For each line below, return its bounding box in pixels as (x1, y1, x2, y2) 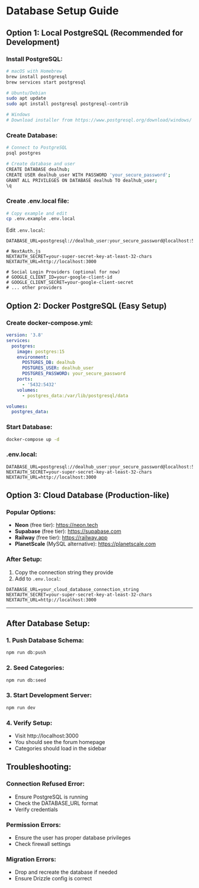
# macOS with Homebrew (6, 68, 62, 74)
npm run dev (6, 704, 36, 711)
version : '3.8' (6, 332, 44, 338)
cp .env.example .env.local (6, 216, 76, 222)
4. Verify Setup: (6, 718, 53, 727)
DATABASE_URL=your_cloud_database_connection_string (6, 586, 139, 592)
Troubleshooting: (6, 762, 72, 772)
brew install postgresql (6, 74, 68, 79)
